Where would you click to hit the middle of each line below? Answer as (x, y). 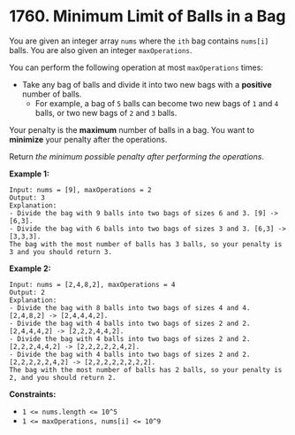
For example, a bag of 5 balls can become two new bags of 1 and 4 (157, 103)
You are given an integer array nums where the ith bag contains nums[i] (139, 41)
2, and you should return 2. (63, 377)
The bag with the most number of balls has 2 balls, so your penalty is (146, 369)
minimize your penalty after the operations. (88, 139)
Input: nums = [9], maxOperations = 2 (80, 190)
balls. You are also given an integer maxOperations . (101, 50)
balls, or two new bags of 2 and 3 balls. (106, 113)
